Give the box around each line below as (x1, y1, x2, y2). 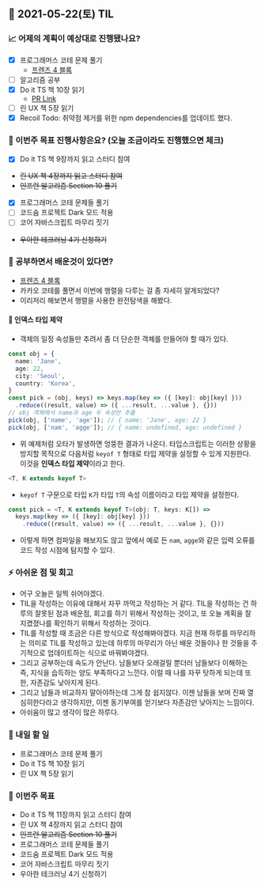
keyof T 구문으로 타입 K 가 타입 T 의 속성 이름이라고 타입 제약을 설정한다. (19, 490, 240, 499)
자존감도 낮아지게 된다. (30, 678, 100, 687)
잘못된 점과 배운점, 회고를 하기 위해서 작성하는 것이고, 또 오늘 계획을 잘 (34, 608, 252, 619)
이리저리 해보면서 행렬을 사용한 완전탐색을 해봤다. (19, 295, 172, 305)
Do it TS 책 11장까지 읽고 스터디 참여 (19, 810, 132, 820)
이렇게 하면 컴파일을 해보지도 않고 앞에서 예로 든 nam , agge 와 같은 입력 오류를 (19, 536, 256, 545)
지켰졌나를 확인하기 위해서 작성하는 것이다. (19, 619, 152, 628)
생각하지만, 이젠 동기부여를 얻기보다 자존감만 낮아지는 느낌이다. (60, 698, 255, 707)
